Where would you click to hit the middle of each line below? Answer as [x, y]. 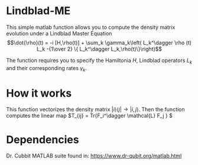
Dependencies [43, 139]
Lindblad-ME [38, 11]
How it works [39, 93]
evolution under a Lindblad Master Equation [59, 33]
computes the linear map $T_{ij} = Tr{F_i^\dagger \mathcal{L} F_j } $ [89, 115]
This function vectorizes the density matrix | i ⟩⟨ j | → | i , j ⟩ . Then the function [95, 110]
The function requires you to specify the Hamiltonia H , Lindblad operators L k [99, 61]
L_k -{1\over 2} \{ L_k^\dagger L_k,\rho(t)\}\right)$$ [99, 49]
